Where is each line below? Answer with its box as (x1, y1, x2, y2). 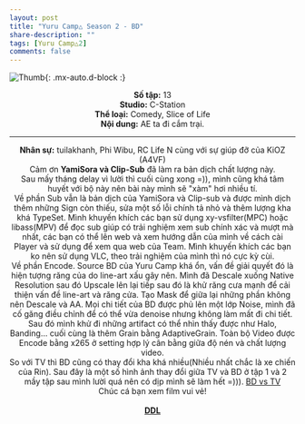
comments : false (9, 47, 71, 56)
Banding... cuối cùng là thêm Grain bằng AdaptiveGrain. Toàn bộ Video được (9, 328, 296, 339)
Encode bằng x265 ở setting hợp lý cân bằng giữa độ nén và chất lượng (18, 338, 287, 349)
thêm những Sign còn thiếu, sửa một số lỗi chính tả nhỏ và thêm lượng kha (13, 202, 292, 213)
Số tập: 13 (133, 90, 172, 101)
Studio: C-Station (119, 99, 186, 110)
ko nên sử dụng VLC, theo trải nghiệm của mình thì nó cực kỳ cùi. (30, 251, 275, 261)
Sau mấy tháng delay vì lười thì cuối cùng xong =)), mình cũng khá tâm (21, 173, 284, 184)
